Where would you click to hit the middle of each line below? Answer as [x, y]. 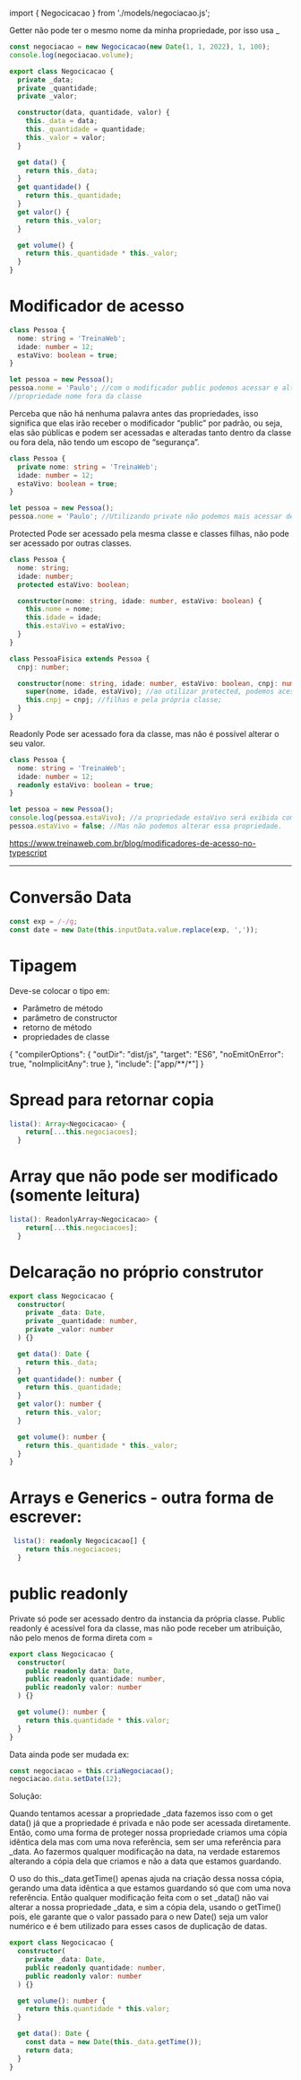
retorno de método [57, 1027]
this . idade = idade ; [64, 618]
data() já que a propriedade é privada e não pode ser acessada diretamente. [150, 1823]
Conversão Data [71, 898]
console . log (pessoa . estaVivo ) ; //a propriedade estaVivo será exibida [144, 818]
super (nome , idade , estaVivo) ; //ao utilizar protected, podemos [150, 692]
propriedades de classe [66, 1037]
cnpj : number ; [43, 667]
